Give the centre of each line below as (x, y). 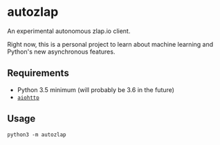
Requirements (38, 73)
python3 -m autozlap (37, 135)
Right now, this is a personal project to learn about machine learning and (110, 44)
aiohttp (28, 98)
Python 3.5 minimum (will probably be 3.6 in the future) (96, 89)
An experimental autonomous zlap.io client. (69, 31)
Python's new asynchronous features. (61, 52)
